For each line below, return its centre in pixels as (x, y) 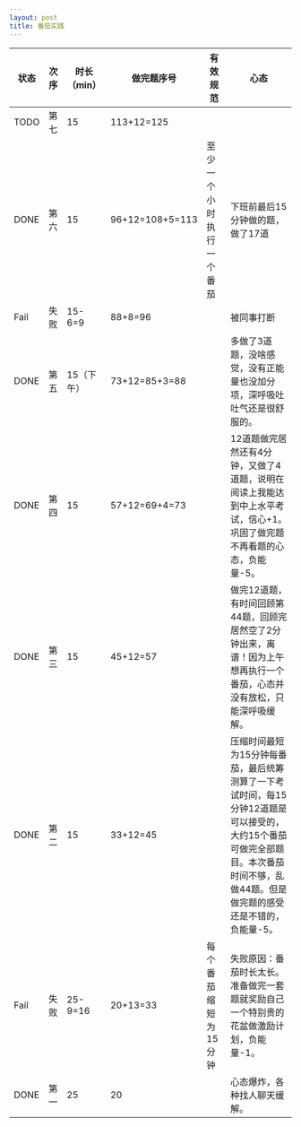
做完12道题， (258, 590)
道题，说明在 (257, 479)
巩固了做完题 (257, 533)
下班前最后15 (258, 206)
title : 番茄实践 (37, 26)
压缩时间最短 (257, 741)
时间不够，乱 (257, 875)
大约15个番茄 (258, 835)
